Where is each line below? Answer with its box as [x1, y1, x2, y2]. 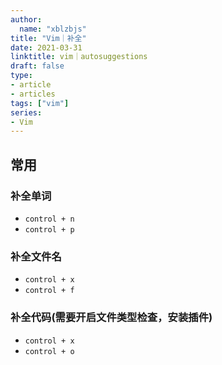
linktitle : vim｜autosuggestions [10, 52, 148, 62]
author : [10, 14, 43, 25]
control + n [24, 214, 75, 224]
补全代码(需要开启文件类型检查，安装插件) [10, 311, 213, 325]
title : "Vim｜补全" [10, 33, 87, 43]
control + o [24, 346, 75, 356]
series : [10, 107, 43, 118]
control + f [24, 286, 75, 296]
